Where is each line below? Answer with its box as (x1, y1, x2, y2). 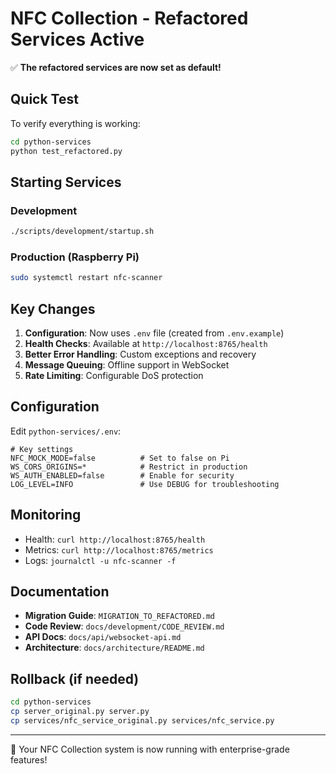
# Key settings (10, 444, 74, 454)
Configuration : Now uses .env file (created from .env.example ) (24, 327, 285, 339)
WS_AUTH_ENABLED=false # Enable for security (10, 470, 235, 481)
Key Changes (10, 300, 96, 317)
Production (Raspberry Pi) (10, 250, 140, 264)
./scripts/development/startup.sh (10, 227, 155, 237)
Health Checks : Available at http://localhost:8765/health (24, 338, 268, 350)
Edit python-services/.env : (10, 425, 122, 437)
